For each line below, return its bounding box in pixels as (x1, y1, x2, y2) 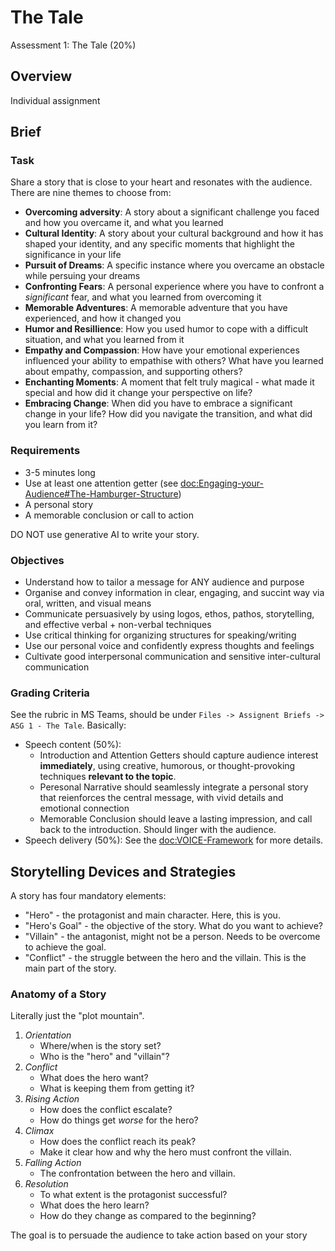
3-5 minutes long (24, 466, 96, 478)
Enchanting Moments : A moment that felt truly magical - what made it (24, 376, 315, 388)
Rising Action (24, 1093, 80, 1105)
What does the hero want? (39, 1072, 149, 1084)
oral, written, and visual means (24, 597, 152, 610)
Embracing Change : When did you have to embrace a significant (24, 397, 293, 410)
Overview (10, 68, 73, 85)
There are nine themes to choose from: (10, 187, 172, 199)
